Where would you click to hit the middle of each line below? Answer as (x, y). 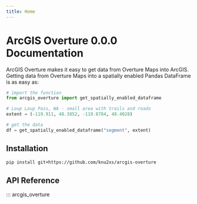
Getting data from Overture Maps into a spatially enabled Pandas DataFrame (98, 76)
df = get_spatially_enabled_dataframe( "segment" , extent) (79, 130)
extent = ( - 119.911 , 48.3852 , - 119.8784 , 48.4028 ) (69, 114)
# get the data (25, 125)
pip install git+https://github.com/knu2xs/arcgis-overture (81, 162)
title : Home (21, 11)
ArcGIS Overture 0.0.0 (62, 40)
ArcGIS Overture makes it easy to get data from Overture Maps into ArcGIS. (98, 69)
